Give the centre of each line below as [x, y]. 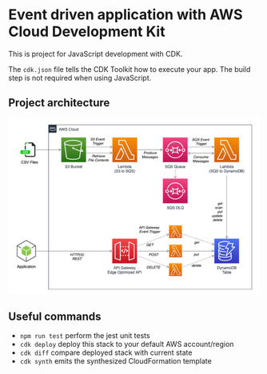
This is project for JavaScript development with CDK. [96, 54]
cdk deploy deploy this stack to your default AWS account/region [127, 344]
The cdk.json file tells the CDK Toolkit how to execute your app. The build [130, 69]
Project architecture [59, 103]
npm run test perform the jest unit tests [85, 336]
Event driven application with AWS [126, 15]
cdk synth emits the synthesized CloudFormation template [116, 361]
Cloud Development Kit [87, 32]
